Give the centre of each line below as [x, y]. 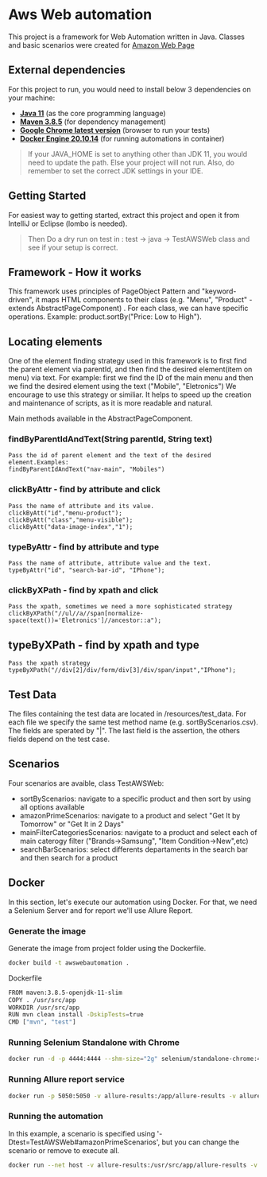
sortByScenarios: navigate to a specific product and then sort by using [135, 798]
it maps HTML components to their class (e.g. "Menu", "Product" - [144, 300]
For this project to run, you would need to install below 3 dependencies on [130, 89]
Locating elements [55, 342]
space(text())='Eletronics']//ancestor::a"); [85, 621]
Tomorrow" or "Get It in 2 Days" [72, 824]
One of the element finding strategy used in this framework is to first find [128, 361]
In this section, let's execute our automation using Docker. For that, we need [133, 902]
